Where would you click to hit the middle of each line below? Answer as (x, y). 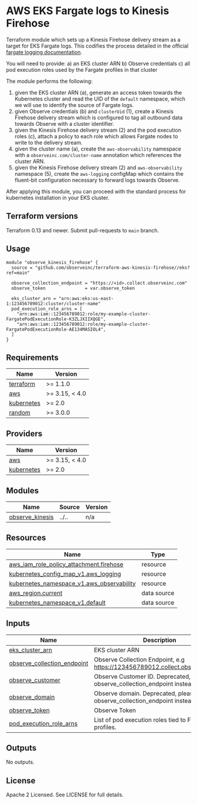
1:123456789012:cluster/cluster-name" (53, 303)
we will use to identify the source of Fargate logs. (74, 105)
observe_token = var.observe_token (73, 288)
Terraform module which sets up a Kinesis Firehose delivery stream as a (93, 39)
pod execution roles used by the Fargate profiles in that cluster (82, 69)
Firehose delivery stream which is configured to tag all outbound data (98, 117)
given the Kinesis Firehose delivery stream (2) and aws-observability (98, 167)
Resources (26, 538)
